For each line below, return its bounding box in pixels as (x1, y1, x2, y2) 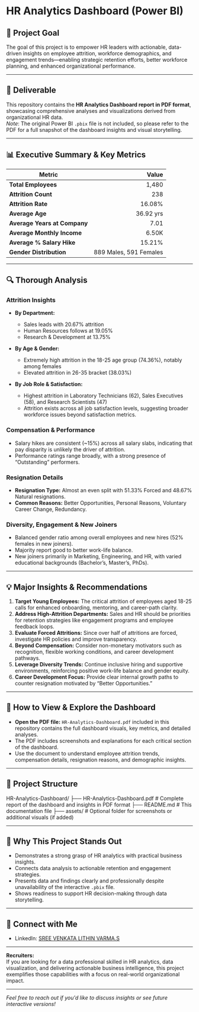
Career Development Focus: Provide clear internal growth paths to (14, 673, 179, 681)
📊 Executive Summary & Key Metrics (6, 150, 146, 160)
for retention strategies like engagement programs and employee (14, 616, 174, 624)
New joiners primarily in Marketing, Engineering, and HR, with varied (14, 553, 182, 560)
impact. (6, 977, 25, 984)
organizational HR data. (6, 113, 63, 121)
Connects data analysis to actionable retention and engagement (14, 865, 171, 872)
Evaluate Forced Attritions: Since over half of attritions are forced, (14, 630, 178, 637)
